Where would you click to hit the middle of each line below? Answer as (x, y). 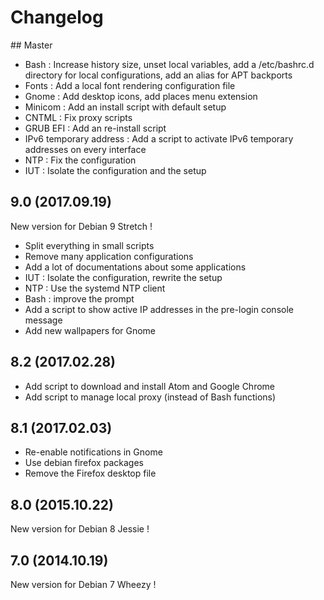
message (43, 320)
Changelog (57, 17)
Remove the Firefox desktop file (90, 473)
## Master (31, 45)
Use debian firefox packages (84, 463)
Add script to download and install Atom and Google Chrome (149, 386)
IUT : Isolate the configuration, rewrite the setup (123, 277)
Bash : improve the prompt (79, 298)
